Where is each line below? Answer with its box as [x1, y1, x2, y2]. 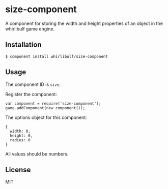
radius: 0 [10, 137, 31, 143]
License [5, 165, 31, 174]
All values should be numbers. [5, 151, 69, 157]
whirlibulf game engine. [5, 25, 55, 31]
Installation [5, 41, 42, 49]
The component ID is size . [5, 81, 61, 87]
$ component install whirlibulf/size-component [5, 54, 108, 59]
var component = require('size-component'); [5, 101, 101, 106]
